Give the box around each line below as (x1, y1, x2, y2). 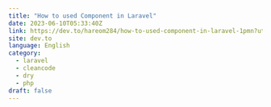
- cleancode (15, 64, 56, 72)
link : (8, 27, 27, 35)
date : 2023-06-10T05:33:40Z (8, 19, 103, 27)
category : (8, 49, 42, 57)
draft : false (8, 86, 52, 95)
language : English (8, 42, 70, 50)
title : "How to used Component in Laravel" (8, 11, 157, 20)
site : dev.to (8, 34, 52, 43)
